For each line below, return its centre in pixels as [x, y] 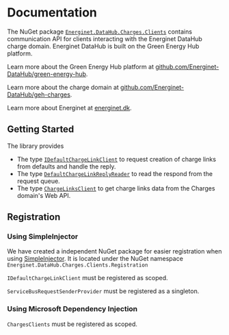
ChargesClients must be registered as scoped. [72, 324]
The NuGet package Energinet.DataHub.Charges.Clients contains [100, 32]
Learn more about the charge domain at [63, 87]
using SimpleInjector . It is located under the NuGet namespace [95, 259]
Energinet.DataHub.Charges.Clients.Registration [78, 265]
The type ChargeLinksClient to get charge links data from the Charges [116, 188]
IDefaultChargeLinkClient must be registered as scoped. [88, 278]
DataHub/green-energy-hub [47, 74]
